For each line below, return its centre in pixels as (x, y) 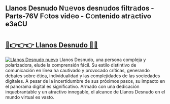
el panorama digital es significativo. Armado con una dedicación (72, 86)
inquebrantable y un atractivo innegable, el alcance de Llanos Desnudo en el (85, 92)
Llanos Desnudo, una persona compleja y (103, 60)
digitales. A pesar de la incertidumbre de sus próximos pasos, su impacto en (85, 81)
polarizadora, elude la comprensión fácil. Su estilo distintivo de (71, 65)
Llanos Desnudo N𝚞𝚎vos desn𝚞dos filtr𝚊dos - (80, 8)
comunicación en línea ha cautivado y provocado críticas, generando (78, 70)
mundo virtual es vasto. (30, 97)
